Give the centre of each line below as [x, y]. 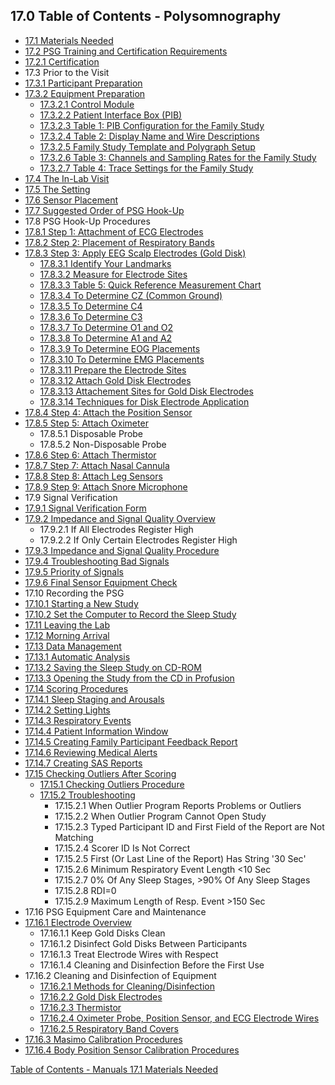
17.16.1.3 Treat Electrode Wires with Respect [129, 954]
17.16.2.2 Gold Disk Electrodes [101, 996]
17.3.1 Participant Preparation [83, 83]
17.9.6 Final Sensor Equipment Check [101, 582]
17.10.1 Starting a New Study [81, 603]
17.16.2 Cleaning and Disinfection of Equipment [120, 975]
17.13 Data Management [73, 646]
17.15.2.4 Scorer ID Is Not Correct [122, 848]
